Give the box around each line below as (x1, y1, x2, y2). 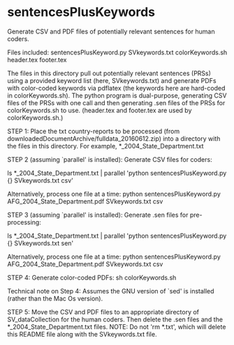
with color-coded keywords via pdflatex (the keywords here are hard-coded (7, 84, 226, 92)
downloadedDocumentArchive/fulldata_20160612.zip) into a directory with (7, 134, 221, 143)
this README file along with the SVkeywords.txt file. (7, 330, 157, 338)
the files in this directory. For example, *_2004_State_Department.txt (7, 141, 204, 150)
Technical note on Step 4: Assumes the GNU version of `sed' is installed (7, 286, 214, 295)
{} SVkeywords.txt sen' (7, 238, 74, 247)
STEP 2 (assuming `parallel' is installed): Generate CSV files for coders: (7, 155, 212, 164)
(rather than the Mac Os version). (7, 294, 103, 302)
